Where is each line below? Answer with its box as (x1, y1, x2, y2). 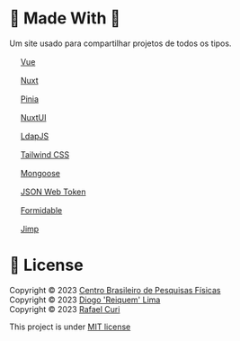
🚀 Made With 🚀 (9, 8, 121, 29)
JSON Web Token (20, 186, 86, 197)
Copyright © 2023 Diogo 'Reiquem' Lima (9, 294, 161, 305)
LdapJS (20, 130, 49, 141)
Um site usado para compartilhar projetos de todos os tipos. (9, 38, 232, 49)
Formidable (20, 204, 63, 215)
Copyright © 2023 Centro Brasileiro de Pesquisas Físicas (9, 284, 221, 295)
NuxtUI (20, 112, 47, 122)
